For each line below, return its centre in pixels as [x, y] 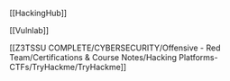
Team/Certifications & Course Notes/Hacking [93, 57]
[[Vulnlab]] [29, 30]
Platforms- [198, 57]
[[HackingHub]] [38, 13]
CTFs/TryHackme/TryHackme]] [68, 67]
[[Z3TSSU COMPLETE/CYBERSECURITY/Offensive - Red [115, 48]
